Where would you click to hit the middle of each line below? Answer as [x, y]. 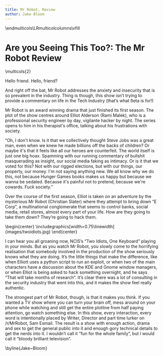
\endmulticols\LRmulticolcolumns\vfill [43, 28]
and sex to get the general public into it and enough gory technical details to [81, 328]
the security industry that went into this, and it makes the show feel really [78, 283]
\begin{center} [20, 227]
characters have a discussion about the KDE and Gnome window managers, [81, 267]
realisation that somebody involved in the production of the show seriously [80, 252]
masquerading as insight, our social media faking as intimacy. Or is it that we [82, 161]
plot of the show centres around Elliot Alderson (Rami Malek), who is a [75, 116]
